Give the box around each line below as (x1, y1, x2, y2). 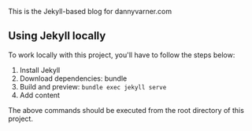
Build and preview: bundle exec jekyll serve (19, 82, 167, 91)
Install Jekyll (19, 65, 61, 75)
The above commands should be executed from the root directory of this (8, 105, 244, 115)
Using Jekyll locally (8, 29, 106, 42)
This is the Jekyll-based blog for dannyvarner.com (8, 7, 172, 16)
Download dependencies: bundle (19, 74, 128, 83)
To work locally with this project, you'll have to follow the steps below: (8, 50, 235, 60)
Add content (19, 90, 61, 100)
